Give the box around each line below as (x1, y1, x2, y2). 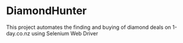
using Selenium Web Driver (31, 29, 98, 37)
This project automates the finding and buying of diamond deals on (6, 24, 172, 31)
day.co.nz (6, 29, 30, 37)
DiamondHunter (6, 4, 87, 18)
